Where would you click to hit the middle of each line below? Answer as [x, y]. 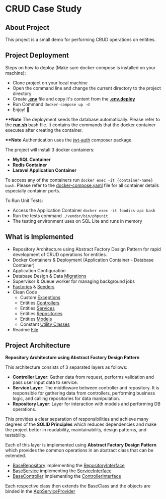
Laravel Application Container [45, 170]
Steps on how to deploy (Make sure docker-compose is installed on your [80, 67]
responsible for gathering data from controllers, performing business [84, 393]
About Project [27, 28]
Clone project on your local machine [50, 83]
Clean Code [25, 292]
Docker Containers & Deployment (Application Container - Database [83, 260]
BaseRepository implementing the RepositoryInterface [68, 466]
